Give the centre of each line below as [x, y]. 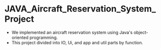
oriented [20, 37]
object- [141, 32]
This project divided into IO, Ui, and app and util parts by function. [77, 42]
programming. [44, 37]
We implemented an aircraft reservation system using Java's [72, 32]
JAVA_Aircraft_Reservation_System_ [80, 9]
